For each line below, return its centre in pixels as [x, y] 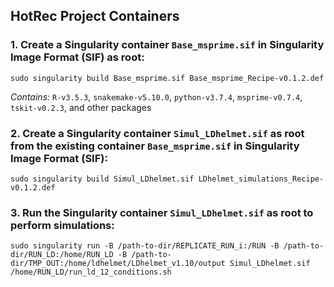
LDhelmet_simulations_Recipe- [261, 179]
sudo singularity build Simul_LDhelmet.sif [102, 179]
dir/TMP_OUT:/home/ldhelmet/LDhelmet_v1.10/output [118, 264]
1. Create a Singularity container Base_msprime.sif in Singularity [167, 45]
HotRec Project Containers [95, 16]
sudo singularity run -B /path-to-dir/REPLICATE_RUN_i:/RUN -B [145, 246]
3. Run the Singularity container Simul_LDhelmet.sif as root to [162, 212]
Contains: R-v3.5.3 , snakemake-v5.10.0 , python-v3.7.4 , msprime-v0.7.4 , [156, 96]
